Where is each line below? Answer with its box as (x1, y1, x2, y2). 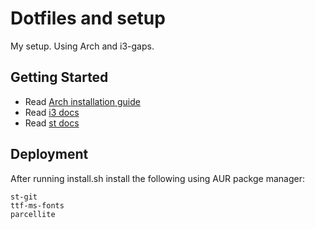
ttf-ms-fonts (10, 200, 65, 211)
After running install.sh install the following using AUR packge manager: (10, 172, 305, 184)
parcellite (10, 209, 56, 219)
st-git (10, 192, 38, 202)
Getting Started (10, 69, 109, 86)
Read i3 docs (24, 106, 80, 118)
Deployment (10, 146, 89, 163)
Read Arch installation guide (24, 95, 141, 107)
